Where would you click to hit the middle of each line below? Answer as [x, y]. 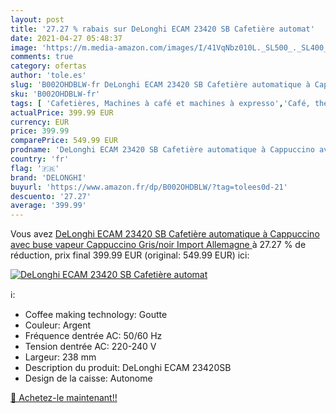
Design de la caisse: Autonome [88, 378]
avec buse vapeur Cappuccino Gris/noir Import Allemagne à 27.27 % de [158, 245]
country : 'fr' [40, 159]
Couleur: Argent [58, 325]
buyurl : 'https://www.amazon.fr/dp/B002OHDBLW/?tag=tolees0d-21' [149, 187]
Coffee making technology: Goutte [96, 315]
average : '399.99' [48, 206]
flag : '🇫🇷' [35, 168]
